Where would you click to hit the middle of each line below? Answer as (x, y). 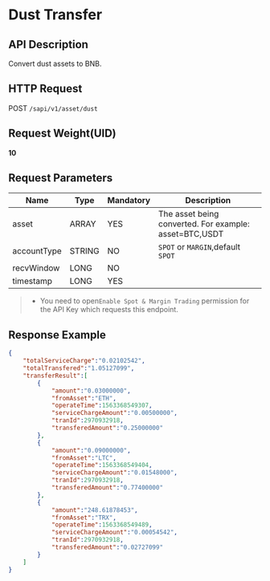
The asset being (188, 214)
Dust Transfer (55, 15)
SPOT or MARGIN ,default (199, 247)
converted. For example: (204, 224)
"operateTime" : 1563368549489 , (102, 525)
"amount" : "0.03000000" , (91, 391)
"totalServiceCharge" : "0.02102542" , (84, 361)
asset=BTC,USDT (191, 234)
